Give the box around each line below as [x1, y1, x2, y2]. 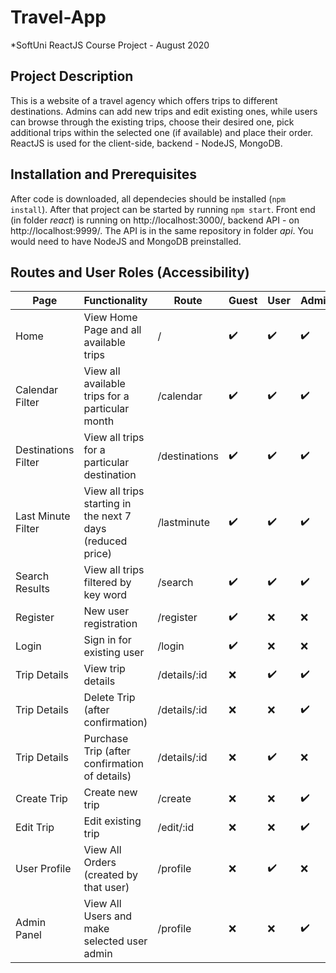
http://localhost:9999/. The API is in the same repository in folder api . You [10, 224, 314, 236]
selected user [83, 934, 148, 948]
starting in [83, 497, 132, 511]
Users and [83, 909, 133, 923]
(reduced [83, 534, 128, 548]
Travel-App [10, 6, 107, 29]
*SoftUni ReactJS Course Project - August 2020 [10, 39, 210, 51]
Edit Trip [15, 821, 55, 835]
